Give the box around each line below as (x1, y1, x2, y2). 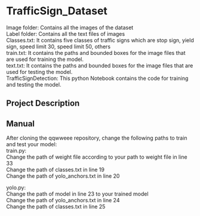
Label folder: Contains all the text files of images (6, 30, 125, 37)
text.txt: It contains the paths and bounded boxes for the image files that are (6, 61, 193, 69)
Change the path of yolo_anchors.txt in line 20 (6, 172, 120, 180)
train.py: (6, 147, 27, 155)
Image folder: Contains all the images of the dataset (6, 24, 134, 31)
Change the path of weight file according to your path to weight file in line (6, 153, 187, 161)
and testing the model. (6, 81, 61, 88)
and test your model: (6, 141, 57, 148)
